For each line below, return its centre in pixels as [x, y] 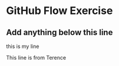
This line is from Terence [36, 58]
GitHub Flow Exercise [59, 11]
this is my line [23, 46]
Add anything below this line [59, 32]
